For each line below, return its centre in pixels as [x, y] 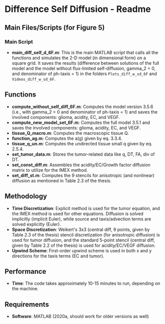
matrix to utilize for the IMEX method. [50, 170]
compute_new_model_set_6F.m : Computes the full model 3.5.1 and [81, 122]
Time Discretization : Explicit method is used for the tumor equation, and [86, 208]
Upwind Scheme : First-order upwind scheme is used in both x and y [82, 250]
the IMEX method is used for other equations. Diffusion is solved [78, 214]
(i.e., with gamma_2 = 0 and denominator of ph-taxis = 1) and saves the [85, 112]
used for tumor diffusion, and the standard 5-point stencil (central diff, [83, 240]
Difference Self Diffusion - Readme [78, 9]
